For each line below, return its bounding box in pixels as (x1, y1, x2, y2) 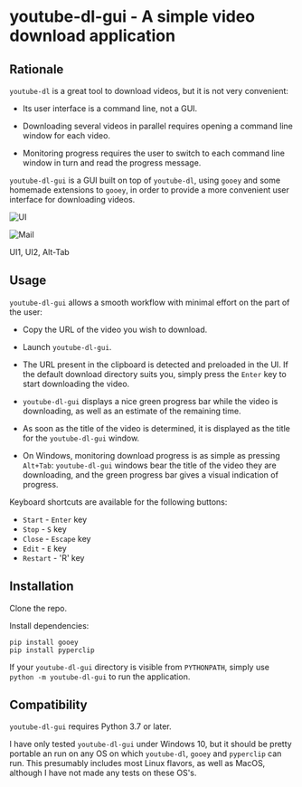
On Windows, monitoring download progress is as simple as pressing (22, 450, 280, 460)
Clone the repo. (9, 602, 68, 613)
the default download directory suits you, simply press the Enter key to (22, 368, 287, 379)
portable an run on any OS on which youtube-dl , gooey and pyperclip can (9, 748, 282, 759)
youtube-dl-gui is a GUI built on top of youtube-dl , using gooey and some (9, 175, 281, 185)
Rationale (9, 62, 64, 77)
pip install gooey (9, 638, 79, 647)
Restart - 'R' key (22, 552, 85, 563)
